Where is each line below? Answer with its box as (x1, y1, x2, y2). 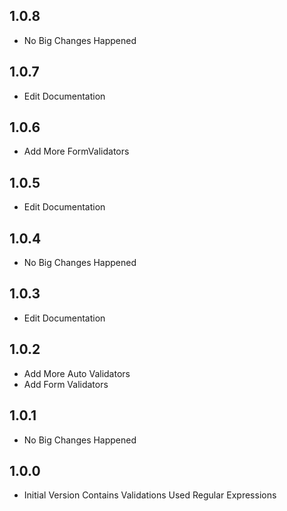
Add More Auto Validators (23, 367, 131, 379)
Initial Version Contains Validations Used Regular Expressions (23, 489, 277, 501)
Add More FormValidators (23, 145, 130, 158)
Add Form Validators (23, 378, 109, 390)
